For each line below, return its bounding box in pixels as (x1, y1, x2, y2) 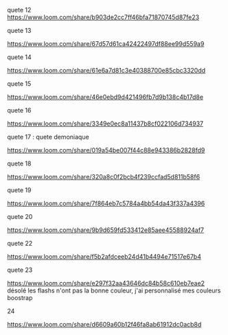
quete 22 (7, 240, 33, 247)
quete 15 (7, 80, 32, 88)
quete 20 (7, 213, 33, 220)
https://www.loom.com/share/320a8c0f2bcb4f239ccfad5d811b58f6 (7, 173, 201, 181)
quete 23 (7, 266, 33, 274)
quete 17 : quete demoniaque (7, 133, 89, 141)
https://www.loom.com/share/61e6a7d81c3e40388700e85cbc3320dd (7, 67, 206, 74)
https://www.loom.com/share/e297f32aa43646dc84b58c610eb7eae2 (7, 279, 205, 287)
